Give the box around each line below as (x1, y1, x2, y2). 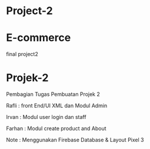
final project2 (6, 51, 38, 58)
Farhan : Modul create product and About (6, 125, 107, 132)
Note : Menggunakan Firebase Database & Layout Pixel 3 (6, 137, 144, 144)
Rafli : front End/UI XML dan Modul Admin (6, 102, 108, 110)
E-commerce (6, 31, 71, 45)
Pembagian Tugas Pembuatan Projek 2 (6, 91, 100, 98)
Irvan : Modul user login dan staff (6, 114, 86, 121)
